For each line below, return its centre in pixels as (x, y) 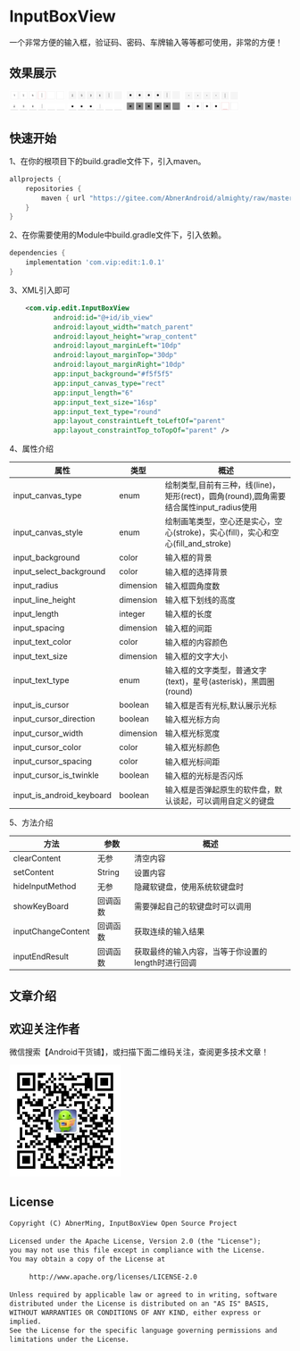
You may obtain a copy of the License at (87, 1259)
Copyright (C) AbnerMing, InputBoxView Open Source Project (124, 1224)
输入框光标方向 (192, 719)
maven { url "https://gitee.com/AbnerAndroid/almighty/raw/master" (169, 198)
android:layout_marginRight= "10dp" (119, 365)
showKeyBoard (41, 906)
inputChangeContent (51, 931)
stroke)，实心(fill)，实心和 (224, 532)
